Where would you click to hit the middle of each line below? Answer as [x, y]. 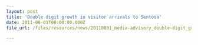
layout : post [22, 11]
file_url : [18, 28]
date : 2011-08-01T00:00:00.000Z [46, 22]
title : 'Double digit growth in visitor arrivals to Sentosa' [84, 17]
